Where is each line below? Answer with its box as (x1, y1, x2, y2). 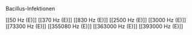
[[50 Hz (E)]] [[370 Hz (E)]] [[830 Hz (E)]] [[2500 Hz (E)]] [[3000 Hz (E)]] (5, 17, 187, 23)
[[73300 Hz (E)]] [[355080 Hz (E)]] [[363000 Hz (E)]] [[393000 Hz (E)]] (5, 23, 184, 30)
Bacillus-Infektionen (5, 5, 55, 12)
